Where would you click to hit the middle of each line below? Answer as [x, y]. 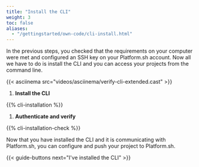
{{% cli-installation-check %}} [43, 128]
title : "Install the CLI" [38, 12]
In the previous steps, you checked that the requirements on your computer [99, 51]
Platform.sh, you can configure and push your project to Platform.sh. [91, 146]
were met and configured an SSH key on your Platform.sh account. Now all [99, 57]
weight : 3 [19, 17]
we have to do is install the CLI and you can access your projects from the [97, 64]
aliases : [17, 28]
